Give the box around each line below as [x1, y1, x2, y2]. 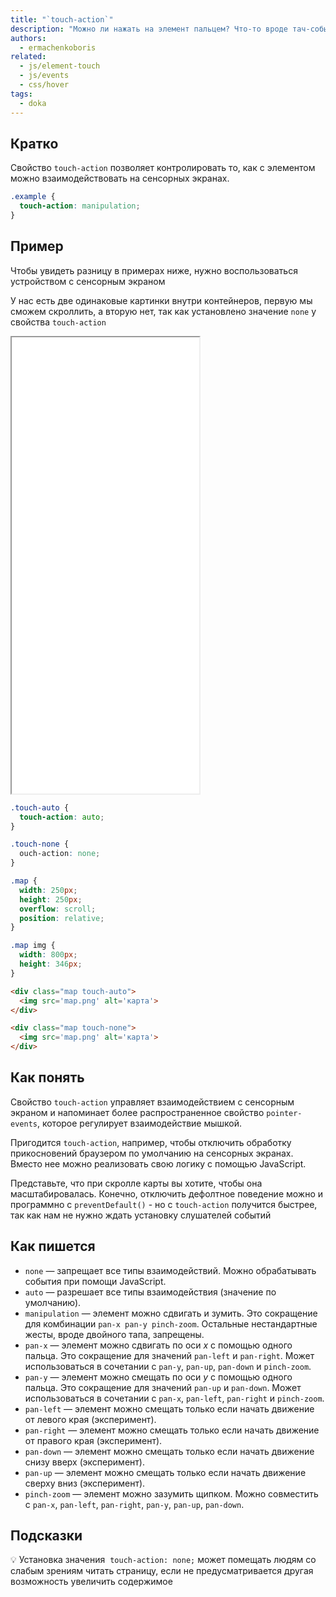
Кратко [10, 135, 59, 152]
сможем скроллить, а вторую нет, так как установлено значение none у [10, 305, 317, 317]
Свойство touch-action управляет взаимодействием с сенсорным [10, 1096, 295, 1108]
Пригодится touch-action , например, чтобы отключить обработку [10, 1136, 292, 1148]
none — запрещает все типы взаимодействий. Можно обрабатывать [24, 1264, 317, 1276]
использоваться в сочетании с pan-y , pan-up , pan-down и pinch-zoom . [24, 1360, 312, 1372]
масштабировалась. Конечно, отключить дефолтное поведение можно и [10, 1187, 324, 1200]
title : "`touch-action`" [10, 14, 114, 25]
